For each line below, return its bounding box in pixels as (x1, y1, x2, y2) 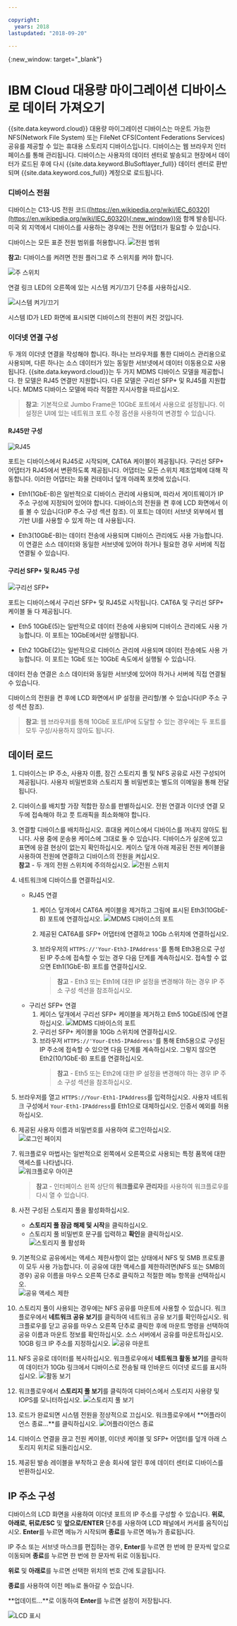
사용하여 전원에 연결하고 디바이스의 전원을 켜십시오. (18, 852, 160, 861)
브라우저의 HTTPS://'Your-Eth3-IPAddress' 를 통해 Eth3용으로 (39, 945, 212, 953)
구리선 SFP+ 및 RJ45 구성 (8, 566, 80, 575)
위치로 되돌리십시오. (37, 1443, 92, 1452)
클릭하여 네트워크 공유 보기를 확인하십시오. (104, 1313, 221, 1321)
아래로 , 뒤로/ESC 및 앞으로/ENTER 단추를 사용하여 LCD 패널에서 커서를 (8, 1519, 205, 1527)
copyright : (8, 16, 40, 23)
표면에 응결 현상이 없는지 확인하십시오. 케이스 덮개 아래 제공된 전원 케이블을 (18, 843, 226, 851)
